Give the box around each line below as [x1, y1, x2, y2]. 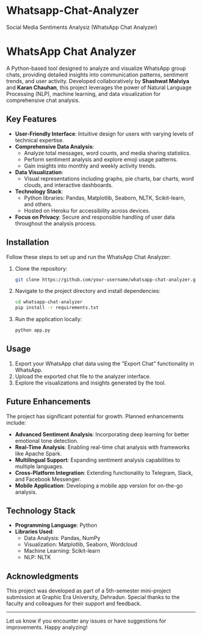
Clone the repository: [14, 265, 68, 272]
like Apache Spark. [14, 450, 62, 457]
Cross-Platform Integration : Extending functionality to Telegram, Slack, [14, 469, 194, 476]
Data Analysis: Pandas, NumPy [23, 535, 101, 542]
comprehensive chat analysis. [6, 96, 80, 104]
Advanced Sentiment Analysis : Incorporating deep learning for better [14, 430, 189, 438]
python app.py [14, 327, 50, 333]
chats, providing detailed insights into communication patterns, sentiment [6, 71, 188, 78]
